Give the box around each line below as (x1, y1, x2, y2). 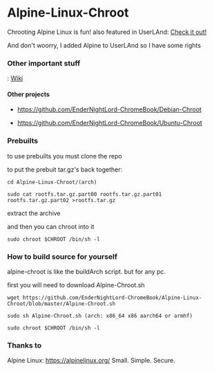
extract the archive (7, 209, 61, 217)
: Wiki (7, 74, 23, 82)
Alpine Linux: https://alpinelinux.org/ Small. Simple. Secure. (7, 356, 176, 365)
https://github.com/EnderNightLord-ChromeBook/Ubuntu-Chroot (17, 119, 202, 127)
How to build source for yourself (7, 251, 117, 261)
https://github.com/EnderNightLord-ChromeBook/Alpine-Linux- (22, 294, 202, 302)
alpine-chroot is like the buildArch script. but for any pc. (7, 268, 166, 276)
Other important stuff (7, 58, 81, 68)
